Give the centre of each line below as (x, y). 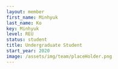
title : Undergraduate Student (44, 46)
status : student (27, 40)
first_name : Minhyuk (32, 17)
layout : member (25, 12)
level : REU (20, 34)
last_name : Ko (24, 23)
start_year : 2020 (28, 51)
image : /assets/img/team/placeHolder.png (59, 56)
